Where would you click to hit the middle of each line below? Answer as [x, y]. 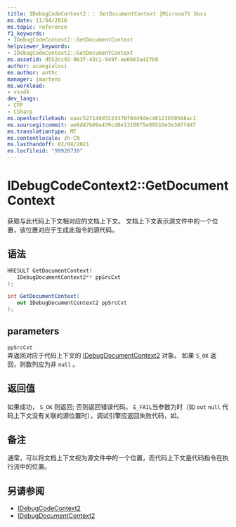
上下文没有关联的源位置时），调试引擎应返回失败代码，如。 [98, 415]
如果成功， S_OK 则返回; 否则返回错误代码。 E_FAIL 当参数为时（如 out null [114, 406]
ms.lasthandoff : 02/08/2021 [48, 145]
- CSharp [20, 112]
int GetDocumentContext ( [44, 297]
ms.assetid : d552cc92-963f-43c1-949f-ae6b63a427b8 [83, 60]
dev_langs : [23, 99]
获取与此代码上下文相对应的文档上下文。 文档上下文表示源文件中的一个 [110, 221]
